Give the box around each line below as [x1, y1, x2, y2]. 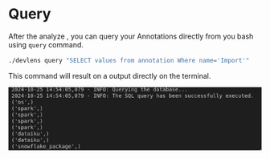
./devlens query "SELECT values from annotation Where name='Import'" [8, 56, 250, 64]
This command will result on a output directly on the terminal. [8, 71, 211, 80]
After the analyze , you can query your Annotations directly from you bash [8, 31, 254, 41]
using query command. [8, 39, 84, 49]
